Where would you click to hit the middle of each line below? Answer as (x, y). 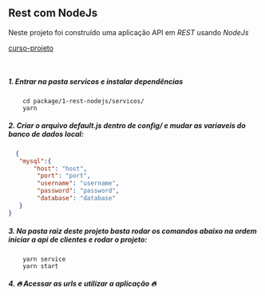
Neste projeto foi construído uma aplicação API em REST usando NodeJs (129, 32)
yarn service (44, 259)
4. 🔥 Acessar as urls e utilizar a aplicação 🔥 (83, 284)
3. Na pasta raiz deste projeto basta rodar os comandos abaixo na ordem (132, 231)
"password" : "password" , (78, 191)
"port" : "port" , (64, 176)
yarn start (41, 266)
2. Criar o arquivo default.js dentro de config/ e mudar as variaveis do (127, 126)
